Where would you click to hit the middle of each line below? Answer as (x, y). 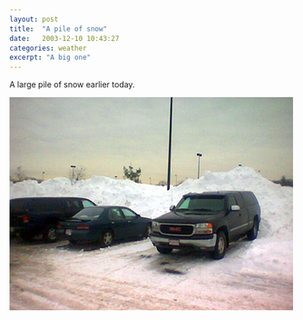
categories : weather (49, 48)
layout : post (34, 19)
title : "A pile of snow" (58, 29)
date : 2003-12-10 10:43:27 (64, 38)
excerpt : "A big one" (50, 58)
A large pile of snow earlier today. (72, 85)
